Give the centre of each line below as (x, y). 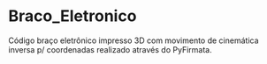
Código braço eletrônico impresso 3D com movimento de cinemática (133, 40)
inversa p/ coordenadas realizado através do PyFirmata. (111, 49)
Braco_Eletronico (72, 16)
